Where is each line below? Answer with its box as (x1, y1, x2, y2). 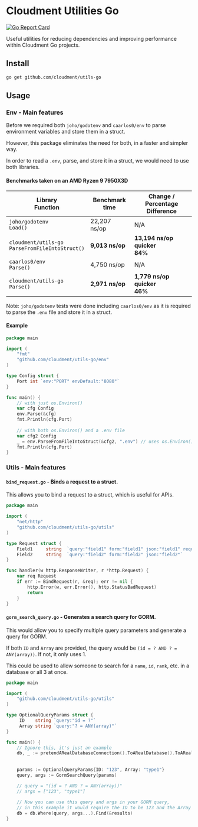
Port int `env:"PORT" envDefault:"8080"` (16, 378, 120, 384)
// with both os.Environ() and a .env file (16, 427, 126, 433)
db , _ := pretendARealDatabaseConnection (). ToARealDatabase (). (16, 750, 176, 756)
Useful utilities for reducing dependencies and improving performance (6, 35, 177, 42)
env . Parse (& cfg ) (16, 411, 57, 417)
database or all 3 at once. (6, 668, 68, 675)
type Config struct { (6, 373, 60, 379)
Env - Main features (6, 108, 64, 116)
